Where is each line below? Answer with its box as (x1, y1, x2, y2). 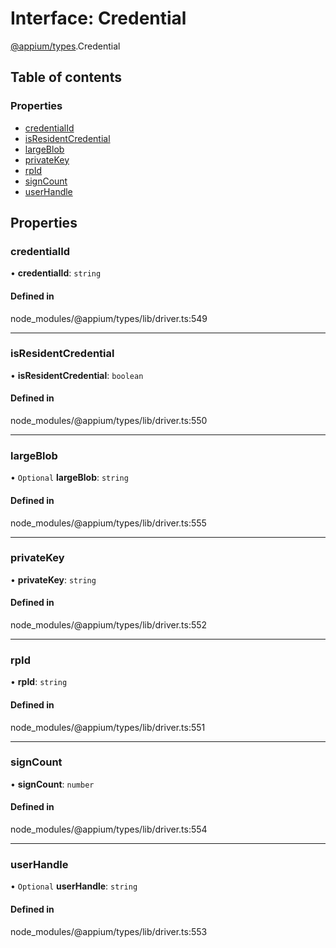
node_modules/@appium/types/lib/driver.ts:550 (10, 415, 208, 427)
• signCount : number (10, 778, 95, 790)
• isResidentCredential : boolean (10, 369, 144, 381)
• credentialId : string (10, 267, 102, 279)
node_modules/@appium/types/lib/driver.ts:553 (10, 925, 208, 937)
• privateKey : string (10, 573, 97, 586)
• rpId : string (10, 676, 68, 688)
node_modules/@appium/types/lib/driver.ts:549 (10, 312, 208, 324)
